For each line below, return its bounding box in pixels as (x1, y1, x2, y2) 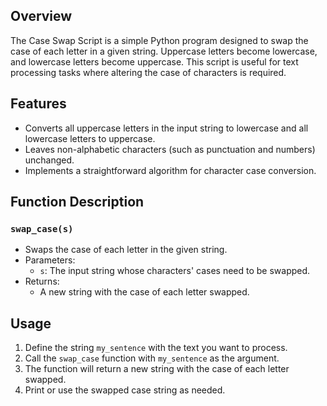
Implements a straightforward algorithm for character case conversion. (24, 164, 317, 176)
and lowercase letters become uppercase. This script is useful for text (10, 55, 299, 68)
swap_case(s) (10, 223, 74, 234)
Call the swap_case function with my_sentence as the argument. (24, 352, 280, 364)
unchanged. (24, 154, 75, 166)
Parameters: (24, 254, 76, 266)
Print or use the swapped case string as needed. (24, 384, 226, 396)
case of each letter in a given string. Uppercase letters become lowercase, (10, 45, 318, 57)
